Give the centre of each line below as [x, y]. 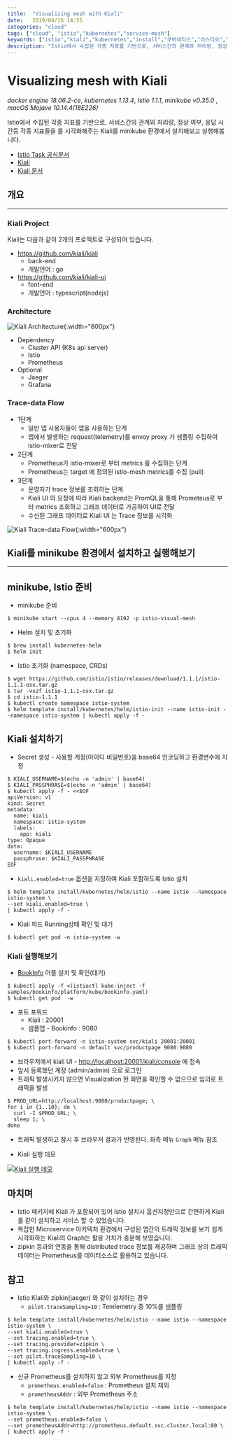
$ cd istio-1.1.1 [33, 697]
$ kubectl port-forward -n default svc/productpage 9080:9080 [100, 1048]
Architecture [29, 311]
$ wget [17, 679]
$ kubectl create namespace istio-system [69, 703]
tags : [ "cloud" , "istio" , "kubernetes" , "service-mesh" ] [89, 33]
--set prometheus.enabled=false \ [58, 1420]
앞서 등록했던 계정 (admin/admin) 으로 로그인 [79, 1070]
